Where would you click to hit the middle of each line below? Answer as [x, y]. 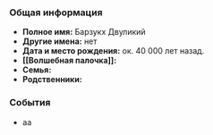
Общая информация [56, 13]
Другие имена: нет [60, 41]
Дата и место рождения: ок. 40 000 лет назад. [113, 51]
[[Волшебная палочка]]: [69, 61]
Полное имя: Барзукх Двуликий [84, 32]
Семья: [37, 70]
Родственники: [52, 80]
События [30, 103]
